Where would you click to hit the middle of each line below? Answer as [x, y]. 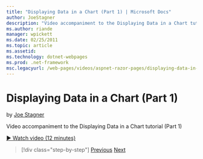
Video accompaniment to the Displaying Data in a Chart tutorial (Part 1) [94, 126]
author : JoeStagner [31, 18]
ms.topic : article [29, 46]
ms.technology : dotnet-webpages [47, 57]
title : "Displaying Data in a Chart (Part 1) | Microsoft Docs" [89, 12]
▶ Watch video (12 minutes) [41, 138]
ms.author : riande [29, 29]
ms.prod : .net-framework [37, 62]
